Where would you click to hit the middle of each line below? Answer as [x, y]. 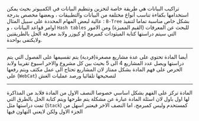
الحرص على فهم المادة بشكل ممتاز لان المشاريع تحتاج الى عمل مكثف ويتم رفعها [94, 69]
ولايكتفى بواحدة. [25, 40]
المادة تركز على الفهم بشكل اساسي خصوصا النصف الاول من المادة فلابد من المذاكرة [99, 93]
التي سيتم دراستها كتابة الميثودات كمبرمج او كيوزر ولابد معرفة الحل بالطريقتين [92, 34]
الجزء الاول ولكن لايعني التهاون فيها [45, 111]
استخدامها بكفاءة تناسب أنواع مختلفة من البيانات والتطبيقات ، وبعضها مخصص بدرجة [98, 15]
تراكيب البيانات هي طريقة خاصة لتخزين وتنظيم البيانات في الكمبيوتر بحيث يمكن [93, 9]
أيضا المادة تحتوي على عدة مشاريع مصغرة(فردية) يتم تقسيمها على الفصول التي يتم [97, 57]
